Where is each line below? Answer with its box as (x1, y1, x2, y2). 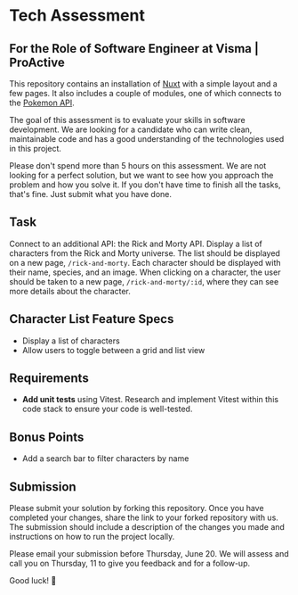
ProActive (9, 54, 65, 70)
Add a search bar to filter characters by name (21, 453, 189, 464)
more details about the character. (9, 285, 132, 296)
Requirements (9, 371, 89, 386)
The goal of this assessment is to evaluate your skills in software (9, 115, 246, 125)
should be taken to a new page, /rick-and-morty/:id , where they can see (9, 276, 279, 286)
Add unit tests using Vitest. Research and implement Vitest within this (21, 394, 278, 405)
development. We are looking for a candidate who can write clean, (9, 124, 253, 135)
